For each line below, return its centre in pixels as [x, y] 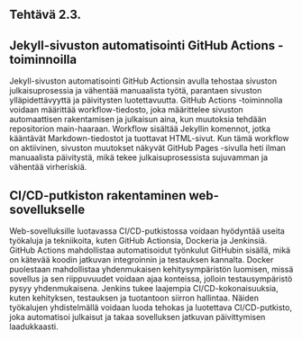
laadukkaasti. [34, 326]
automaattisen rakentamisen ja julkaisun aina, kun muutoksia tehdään [138, 120]
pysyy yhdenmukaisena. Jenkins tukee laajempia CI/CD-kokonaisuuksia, [144, 289]
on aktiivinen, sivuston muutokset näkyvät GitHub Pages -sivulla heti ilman [148, 148]
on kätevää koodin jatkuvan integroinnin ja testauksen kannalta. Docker [142, 260]
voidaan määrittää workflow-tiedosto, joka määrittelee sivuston [126, 110]
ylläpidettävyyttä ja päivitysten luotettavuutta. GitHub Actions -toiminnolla [146, 100]
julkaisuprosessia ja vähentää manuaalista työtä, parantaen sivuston [136, 91]
